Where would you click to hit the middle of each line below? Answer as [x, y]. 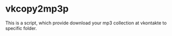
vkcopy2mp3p [37, 9]
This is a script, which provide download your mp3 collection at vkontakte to [86, 23]
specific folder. [21, 28]
